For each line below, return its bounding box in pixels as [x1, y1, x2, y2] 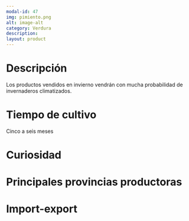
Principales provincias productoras [6, 175, 183, 189]
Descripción [6, 61, 67, 75]
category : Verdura [6, 25, 51, 31]
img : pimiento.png [6, 14, 51, 20]
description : [6, 31, 38, 37]
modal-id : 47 [6, 8, 38, 15]
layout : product [6, 36, 46, 42]
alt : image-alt [6, 19, 44, 25]
